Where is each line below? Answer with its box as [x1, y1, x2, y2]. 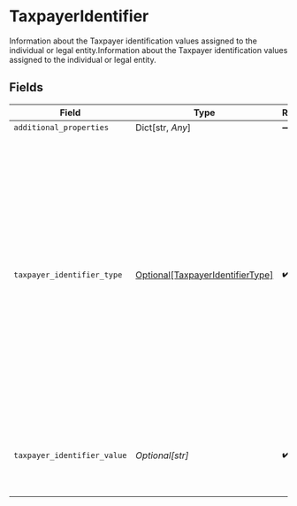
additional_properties [13, 122, 109, 132]
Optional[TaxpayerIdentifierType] [135, 269, 274, 281]
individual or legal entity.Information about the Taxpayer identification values [9, 44, 288, 55]
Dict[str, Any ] [135, 121, 192, 134]
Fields [9, 80, 44, 95]
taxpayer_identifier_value [13, 450, 127, 460]
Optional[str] [135, 449, 189, 462]
